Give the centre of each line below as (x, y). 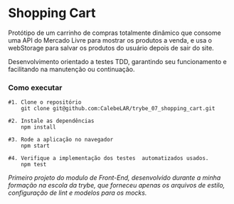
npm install (38, 127)
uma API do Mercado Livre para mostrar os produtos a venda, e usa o (110, 40)
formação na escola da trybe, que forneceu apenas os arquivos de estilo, (117, 186)
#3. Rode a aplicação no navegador (61, 140)
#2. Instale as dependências (51, 121)
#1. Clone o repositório (45, 102)
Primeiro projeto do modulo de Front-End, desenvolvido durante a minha (115, 178)
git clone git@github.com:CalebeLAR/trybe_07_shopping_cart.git (118, 109)
